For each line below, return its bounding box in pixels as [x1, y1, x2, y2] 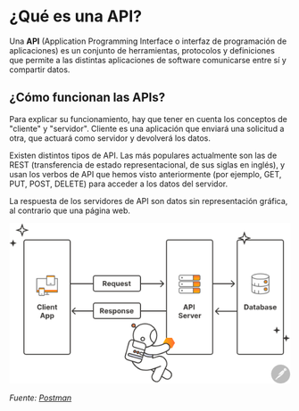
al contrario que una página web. [9, 205, 131, 216]
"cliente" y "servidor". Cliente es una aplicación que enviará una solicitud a [9, 123, 285, 134]
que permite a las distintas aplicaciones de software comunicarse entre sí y [9, 54, 287, 65]
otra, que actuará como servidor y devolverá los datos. [9, 132, 212, 144]
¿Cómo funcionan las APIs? [9, 90, 166, 105]
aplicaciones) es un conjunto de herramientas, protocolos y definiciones [9, 45, 275, 55]
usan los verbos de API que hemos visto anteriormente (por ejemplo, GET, [9, 169, 282, 179]
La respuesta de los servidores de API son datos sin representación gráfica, [9, 195, 288, 206]
